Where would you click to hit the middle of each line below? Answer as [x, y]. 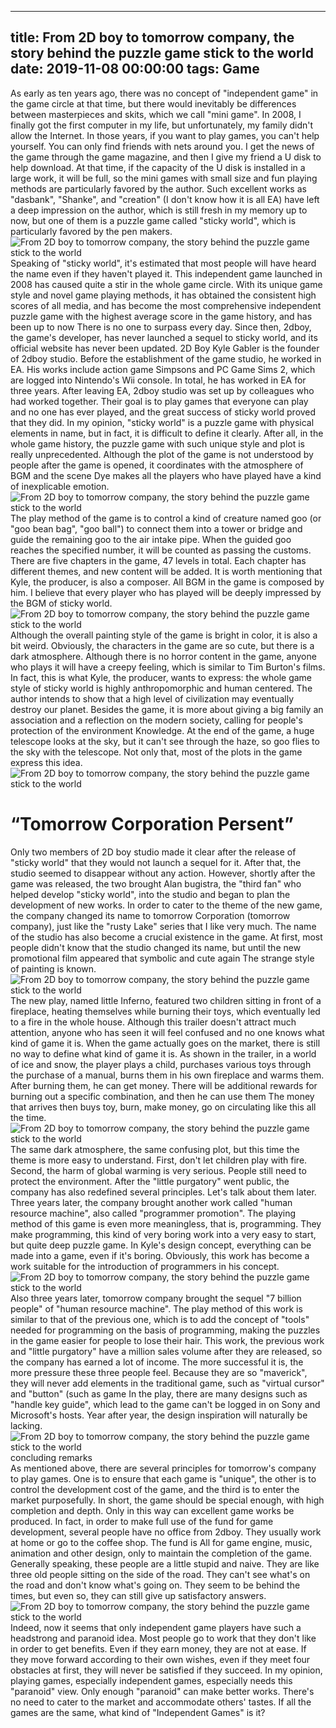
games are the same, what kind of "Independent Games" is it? [138, 1712]
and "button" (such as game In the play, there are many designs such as [159, 1393]
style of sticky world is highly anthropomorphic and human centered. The [161, 688]
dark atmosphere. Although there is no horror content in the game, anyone [163, 656]
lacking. [26, 1425]
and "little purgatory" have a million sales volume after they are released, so [166, 1351]
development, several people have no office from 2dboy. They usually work [166, 1532]
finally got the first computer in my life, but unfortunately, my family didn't [162, 125]
